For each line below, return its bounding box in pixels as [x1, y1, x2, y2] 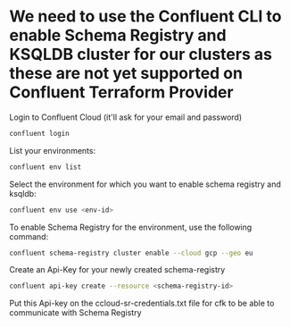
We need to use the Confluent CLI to [9, 6, 282, 27]
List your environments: [9, 145, 96, 155]
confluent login [9, 129, 70, 138]
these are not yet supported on [9, 63, 244, 84]
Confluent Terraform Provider [9, 82, 234, 103]
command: [9, 231, 49, 242]
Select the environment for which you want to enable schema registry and [9, 179, 281, 189]
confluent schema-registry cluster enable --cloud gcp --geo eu [9, 248, 253, 257]
